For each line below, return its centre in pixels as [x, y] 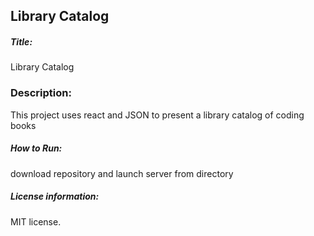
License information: [55, 196]
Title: [21, 41]
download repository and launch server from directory [122, 173]
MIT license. [36, 221]
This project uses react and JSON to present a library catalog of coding [157, 115]
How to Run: [36, 148]
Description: [41, 93]
